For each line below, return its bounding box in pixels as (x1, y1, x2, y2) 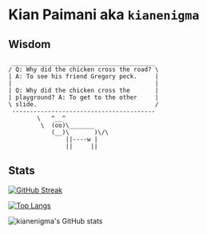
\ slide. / (8, 101, 159, 109)
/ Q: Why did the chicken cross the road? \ (8, 65, 159, 73)
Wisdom (8, 38, 51, 51)
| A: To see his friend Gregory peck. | (8, 73, 159, 81)
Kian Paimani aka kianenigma (8, 6, 200, 24)
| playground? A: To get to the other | (8, 93, 159, 101)
